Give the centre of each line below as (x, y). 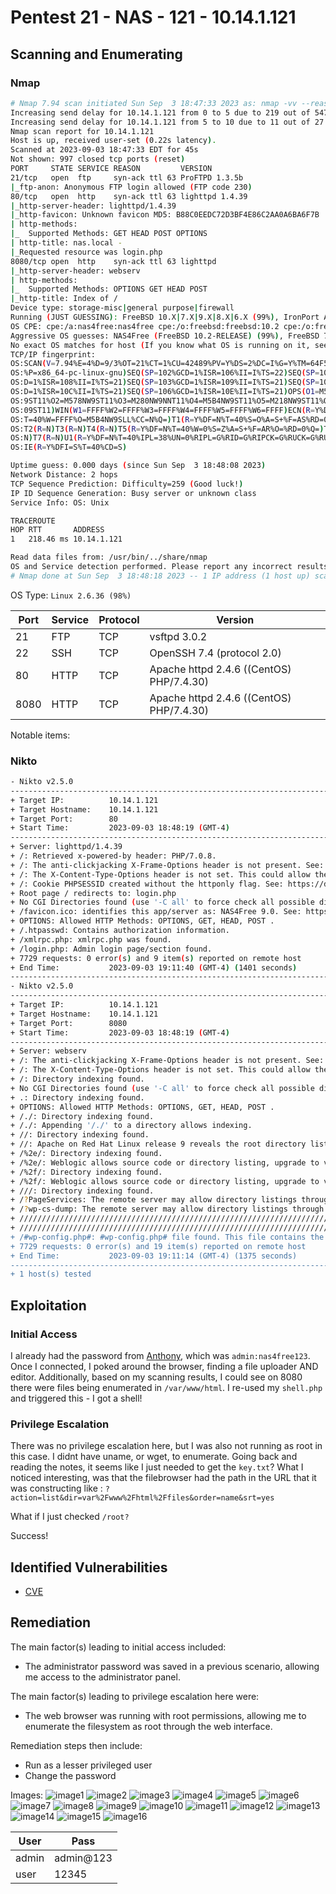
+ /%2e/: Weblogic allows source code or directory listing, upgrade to (165, 1162)
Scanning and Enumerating (96, 54)
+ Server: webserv (48, 1051)
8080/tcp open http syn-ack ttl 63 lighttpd (113, 261)
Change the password (70, 1775)
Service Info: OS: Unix (60, 502)
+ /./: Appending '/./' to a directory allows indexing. (131, 1126)
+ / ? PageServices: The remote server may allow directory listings (154, 1200)
